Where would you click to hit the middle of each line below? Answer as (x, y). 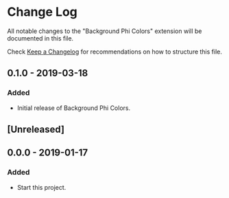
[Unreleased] (36, 130)
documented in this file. (40, 38)
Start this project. (41, 187)
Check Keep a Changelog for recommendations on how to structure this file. (115, 52)
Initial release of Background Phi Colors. (74, 108)
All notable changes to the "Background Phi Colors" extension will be (105, 31)
